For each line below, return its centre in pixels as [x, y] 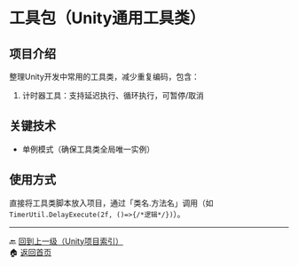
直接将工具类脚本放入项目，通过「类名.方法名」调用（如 [112, 203]
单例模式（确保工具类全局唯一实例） [88, 149]
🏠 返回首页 [30, 252]
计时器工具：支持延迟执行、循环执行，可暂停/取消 [113, 95]
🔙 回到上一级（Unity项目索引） [67, 241]
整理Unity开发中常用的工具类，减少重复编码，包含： [104, 77]
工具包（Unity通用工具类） [107, 18]
